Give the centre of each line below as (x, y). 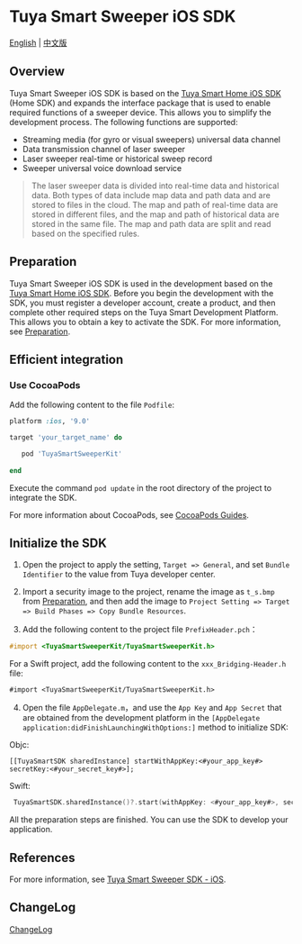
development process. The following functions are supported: (124, 122)
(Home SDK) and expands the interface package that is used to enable (140, 103)
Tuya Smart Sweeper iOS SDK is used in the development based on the (141, 283)
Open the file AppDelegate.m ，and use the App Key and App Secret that (152, 708)
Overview (37, 72)
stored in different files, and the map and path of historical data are (155, 214)
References (42, 858)
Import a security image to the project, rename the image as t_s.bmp (149, 592)
